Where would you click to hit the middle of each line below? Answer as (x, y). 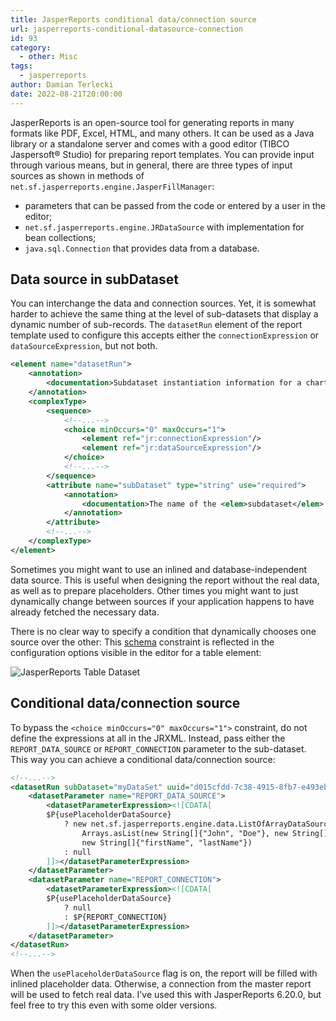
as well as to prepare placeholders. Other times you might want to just (154, 590)
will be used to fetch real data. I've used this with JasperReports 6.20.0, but (166, 995)
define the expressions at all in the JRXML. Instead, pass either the (148, 738)
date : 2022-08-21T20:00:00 (66, 94)
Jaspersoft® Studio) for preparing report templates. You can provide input (162, 154)
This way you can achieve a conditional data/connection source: (143, 759)
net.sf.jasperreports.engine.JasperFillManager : (112, 186)
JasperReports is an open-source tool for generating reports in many (152, 122)
